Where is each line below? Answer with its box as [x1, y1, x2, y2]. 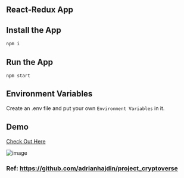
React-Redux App [6, 5, 73, 15]
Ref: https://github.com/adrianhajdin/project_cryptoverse [6, 164, 179, 172]
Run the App [6, 57, 54, 67]
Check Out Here [6, 138, 46, 145]
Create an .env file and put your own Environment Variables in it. [6, 104, 165, 112]
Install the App [6, 25, 61, 35]
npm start [6, 73, 31, 79]
